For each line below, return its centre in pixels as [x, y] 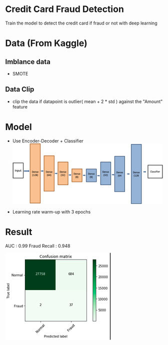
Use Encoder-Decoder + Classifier [48, 140]
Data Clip [20, 89]
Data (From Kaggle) [46, 43]
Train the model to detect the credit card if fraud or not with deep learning [81, 23]
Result [19, 232]
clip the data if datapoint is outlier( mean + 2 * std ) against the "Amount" [87, 101]
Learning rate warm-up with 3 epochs [51, 211]
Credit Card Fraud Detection [64, 9]
